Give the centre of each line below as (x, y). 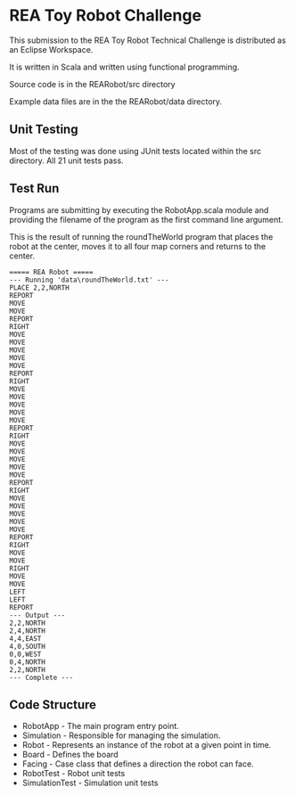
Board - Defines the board (70, 755)
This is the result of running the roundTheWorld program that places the (141, 236)
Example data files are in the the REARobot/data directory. (116, 101)
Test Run (34, 189)
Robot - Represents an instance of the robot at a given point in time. (147, 745)
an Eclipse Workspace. (51, 49)
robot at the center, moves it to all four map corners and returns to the (138, 246)
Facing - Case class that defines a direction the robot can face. (138, 764)
